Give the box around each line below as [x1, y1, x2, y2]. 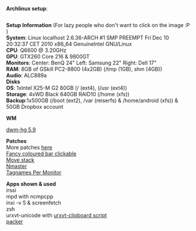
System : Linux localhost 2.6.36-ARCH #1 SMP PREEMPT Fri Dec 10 [6, 34, 169, 41]
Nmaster [6, 162, 27, 170]
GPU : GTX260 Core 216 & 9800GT [6, 53, 90, 60]
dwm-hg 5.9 [6, 126, 37, 133]
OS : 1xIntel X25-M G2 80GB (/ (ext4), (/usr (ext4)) [6, 84, 128, 91]
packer [6, 218, 24, 225]
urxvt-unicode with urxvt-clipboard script [6, 212, 107, 219]
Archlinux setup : [6, 5, 48, 12]
